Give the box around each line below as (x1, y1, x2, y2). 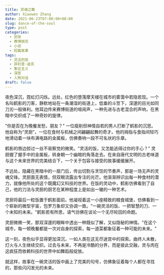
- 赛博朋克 (9, 39, 29, 44)
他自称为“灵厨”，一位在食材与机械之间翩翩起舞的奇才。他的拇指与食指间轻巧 (5, 129, 159, 135)
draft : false (5, 80, 32, 85)
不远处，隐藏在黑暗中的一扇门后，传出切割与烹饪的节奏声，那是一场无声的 (5, 168, 155, 174)
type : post (5, 25, 27, 30)
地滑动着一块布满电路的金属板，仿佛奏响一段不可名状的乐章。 (5, 135, 129, 141)
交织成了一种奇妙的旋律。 (13, 112, 65, 118)
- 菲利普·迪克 (9, 62, 35, 67)
